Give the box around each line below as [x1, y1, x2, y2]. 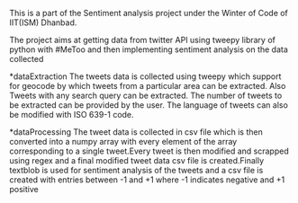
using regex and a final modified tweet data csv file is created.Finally [9, 155, 265, 165]
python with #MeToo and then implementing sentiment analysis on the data [9, 44, 288, 55]
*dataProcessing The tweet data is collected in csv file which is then [9, 127, 263, 137]
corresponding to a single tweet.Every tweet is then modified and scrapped [9, 146, 290, 156]
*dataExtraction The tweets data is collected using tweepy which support [9, 71, 282, 82]
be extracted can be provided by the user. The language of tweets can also [9, 100, 288, 110]
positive [9, 184, 39, 194]
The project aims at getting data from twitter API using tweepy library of [9, 35, 276, 45]
